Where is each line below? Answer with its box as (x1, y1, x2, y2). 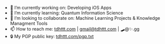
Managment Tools (10, 20, 48, 26)
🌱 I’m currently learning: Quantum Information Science (10, 10, 124, 16)
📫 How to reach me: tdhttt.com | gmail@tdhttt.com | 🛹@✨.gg (10, 26, 140, 32)
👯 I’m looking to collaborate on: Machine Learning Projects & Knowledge (10, 15, 160, 21)
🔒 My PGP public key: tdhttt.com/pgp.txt (10, 34, 94, 39)
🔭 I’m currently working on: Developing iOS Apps (10, 5, 112, 10)
